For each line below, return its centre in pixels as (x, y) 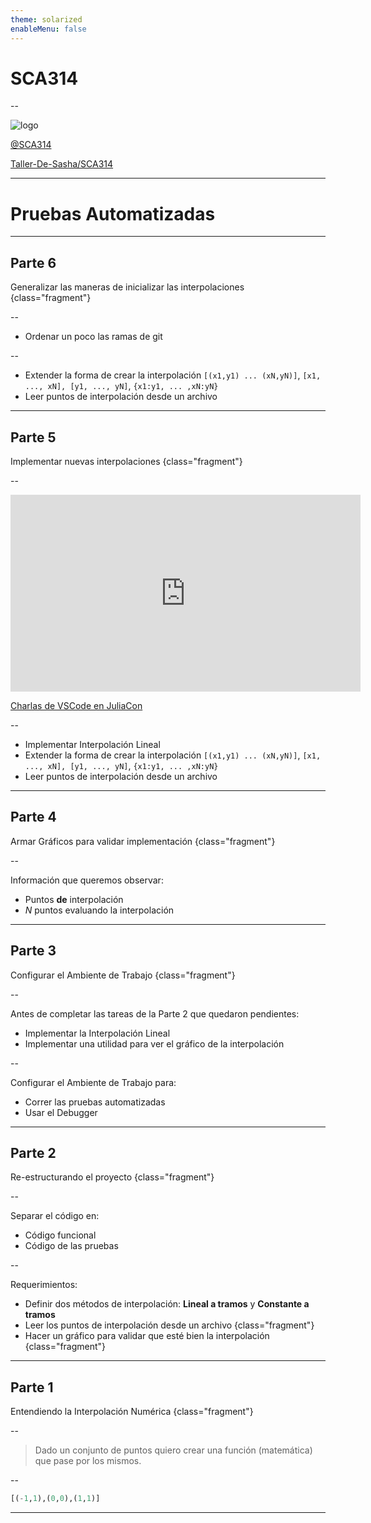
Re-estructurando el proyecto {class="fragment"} (112, 1177)
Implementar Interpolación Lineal (92, 744)
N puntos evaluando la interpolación (99, 910)
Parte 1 (32, 1387)
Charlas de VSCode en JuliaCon (76, 705)
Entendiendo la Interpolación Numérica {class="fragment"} (132, 1412)
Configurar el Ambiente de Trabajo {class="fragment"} (123, 975)
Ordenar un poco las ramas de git (93, 337)
